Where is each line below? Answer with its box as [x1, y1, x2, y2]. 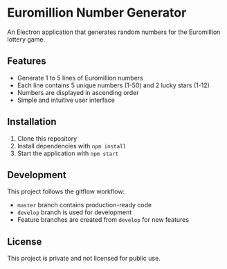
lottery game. [7, 35, 46, 43]
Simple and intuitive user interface [17, 96, 116, 104]
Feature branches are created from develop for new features [17, 216, 189, 224]
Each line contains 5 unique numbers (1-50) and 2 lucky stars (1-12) [17, 81, 210, 89]
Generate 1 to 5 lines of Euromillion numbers [17, 73, 143, 82]
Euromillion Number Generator [7, 5, 187, 21]
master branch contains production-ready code [17, 201, 152, 209]
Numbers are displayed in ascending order [17, 88, 139, 96]
